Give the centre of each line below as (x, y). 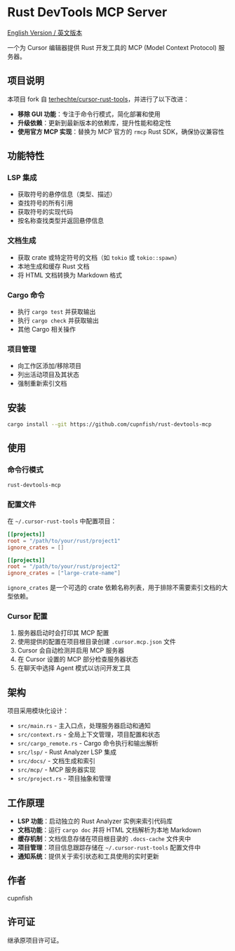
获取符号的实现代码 (45, 212)
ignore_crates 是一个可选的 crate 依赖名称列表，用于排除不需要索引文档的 (115, 588)
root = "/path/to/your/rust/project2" (64, 567)
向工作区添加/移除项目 (49, 366)
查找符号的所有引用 (45, 203)
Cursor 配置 (27, 617)
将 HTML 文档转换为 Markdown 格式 (70, 275)
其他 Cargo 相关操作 (46, 329)
